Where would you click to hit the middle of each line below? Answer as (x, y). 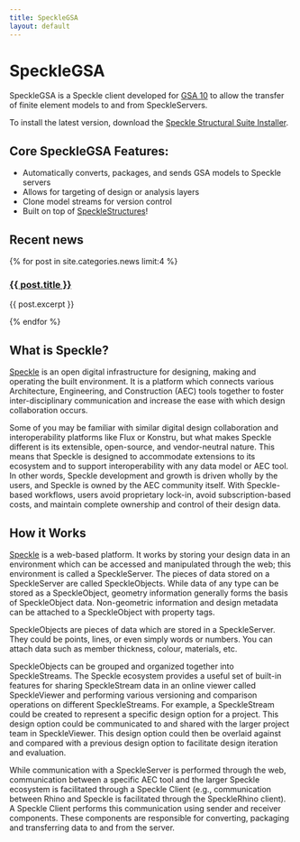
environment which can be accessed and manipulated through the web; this (150, 564)
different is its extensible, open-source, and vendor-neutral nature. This (142, 447)
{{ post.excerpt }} (42, 304)
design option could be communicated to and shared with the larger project (150, 724)
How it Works (48, 533)
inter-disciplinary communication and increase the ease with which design (147, 401)
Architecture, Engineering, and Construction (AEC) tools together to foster (146, 391)
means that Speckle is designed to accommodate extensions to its (132, 457)
